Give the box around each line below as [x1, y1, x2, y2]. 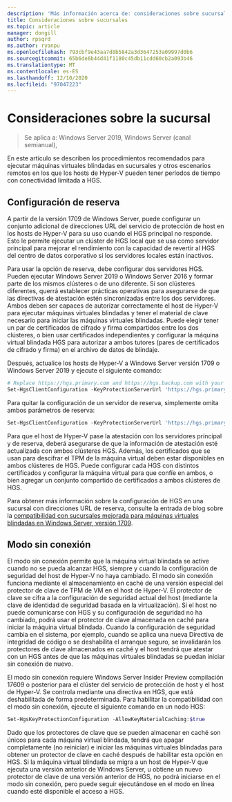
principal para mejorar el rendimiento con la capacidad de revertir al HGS [7, 244, 215, 252]
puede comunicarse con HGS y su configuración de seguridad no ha [7, 608, 202, 617]
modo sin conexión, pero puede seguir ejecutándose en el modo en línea [7, 780, 215, 788]
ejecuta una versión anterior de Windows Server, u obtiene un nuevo [7, 765, 202, 774]
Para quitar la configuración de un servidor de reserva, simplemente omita [7, 398, 219, 407]
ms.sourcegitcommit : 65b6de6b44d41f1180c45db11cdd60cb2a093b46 [7, 55, 193, 62]
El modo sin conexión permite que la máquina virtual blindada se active [7, 557, 209, 566]
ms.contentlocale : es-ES [7, 68, 79, 75]
